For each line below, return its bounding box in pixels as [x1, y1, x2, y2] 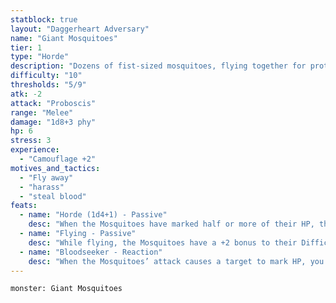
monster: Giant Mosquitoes [10, 284, 123, 294]
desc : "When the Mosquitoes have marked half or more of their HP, [28, 219, 315, 230]
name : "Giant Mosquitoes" [10, 33, 118, 43]
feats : [10, 201, 38, 211]
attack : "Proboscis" [10, 98, 97, 108]
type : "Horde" [10, 52, 70, 62]
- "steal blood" [19, 191, 87, 201]
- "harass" [19, 182, 65, 192]
